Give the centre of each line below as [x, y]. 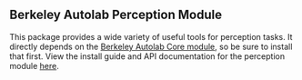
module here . [34, 65]
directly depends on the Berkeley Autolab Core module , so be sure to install [151, 46]
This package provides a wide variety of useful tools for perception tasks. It [151, 36]
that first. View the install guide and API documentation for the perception [147, 56]
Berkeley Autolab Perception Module [116, 15]
